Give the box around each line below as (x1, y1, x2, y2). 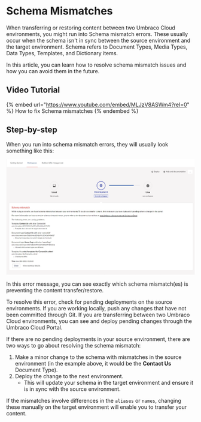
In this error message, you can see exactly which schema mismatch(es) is (6, 280, 188, 288)
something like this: (6, 147, 54, 154)
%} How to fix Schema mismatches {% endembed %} (6, 107, 139, 115)
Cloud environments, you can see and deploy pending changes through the (6, 318, 193, 325)
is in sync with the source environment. (23, 385, 121, 393)
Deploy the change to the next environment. (14, 373, 124, 380)
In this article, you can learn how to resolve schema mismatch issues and (6, 61, 187, 68)
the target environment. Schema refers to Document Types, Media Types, (6, 43, 188, 50)
